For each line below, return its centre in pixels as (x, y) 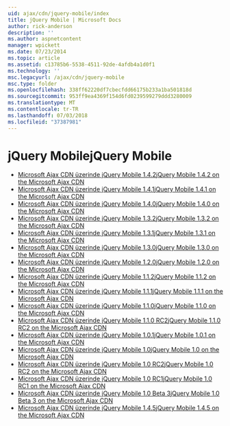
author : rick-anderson (40, 26)
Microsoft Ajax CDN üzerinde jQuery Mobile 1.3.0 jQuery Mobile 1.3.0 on (118, 248)
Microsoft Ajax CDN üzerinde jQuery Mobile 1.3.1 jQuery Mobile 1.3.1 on (116, 233)
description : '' (31, 33)
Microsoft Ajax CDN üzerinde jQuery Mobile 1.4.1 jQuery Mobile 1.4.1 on (117, 189)
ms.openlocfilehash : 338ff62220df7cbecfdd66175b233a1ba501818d (100, 90)
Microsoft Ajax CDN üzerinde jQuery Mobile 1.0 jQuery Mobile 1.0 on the (118, 350)
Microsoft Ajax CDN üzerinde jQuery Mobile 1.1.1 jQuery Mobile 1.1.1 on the (120, 292)
